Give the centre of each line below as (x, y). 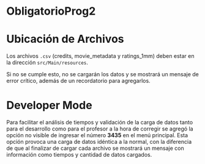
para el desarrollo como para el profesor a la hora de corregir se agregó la (100, 129)
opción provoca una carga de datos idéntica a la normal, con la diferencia (99, 142)
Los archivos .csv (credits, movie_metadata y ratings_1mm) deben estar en (100, 56)
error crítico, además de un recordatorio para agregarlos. (79, 81)
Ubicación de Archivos (65, 39)
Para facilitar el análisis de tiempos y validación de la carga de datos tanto (100, 123)
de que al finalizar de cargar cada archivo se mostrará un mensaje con (95, 148)
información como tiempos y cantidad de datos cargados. (79, 155)
